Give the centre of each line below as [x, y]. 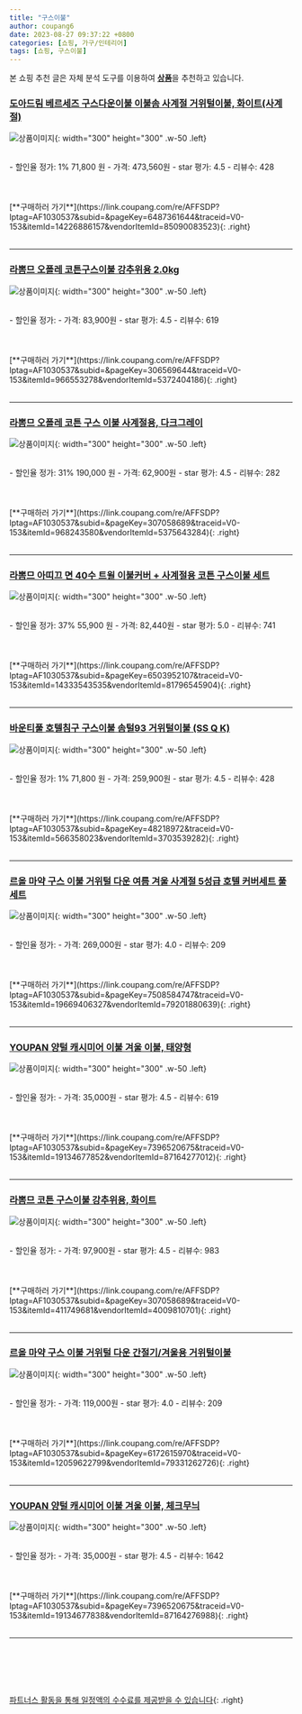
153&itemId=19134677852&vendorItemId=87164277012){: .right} [128, 1157]
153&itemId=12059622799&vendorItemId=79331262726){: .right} [129, 1463]
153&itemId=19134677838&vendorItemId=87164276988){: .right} [129, 1616]
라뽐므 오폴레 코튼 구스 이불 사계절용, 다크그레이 [107, 423]
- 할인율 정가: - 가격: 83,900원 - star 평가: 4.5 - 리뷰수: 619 [114, 320]
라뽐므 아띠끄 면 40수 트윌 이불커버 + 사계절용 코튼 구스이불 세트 [140, 575]
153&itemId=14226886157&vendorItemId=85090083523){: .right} [130, 227]
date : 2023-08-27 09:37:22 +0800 [72, 34]
